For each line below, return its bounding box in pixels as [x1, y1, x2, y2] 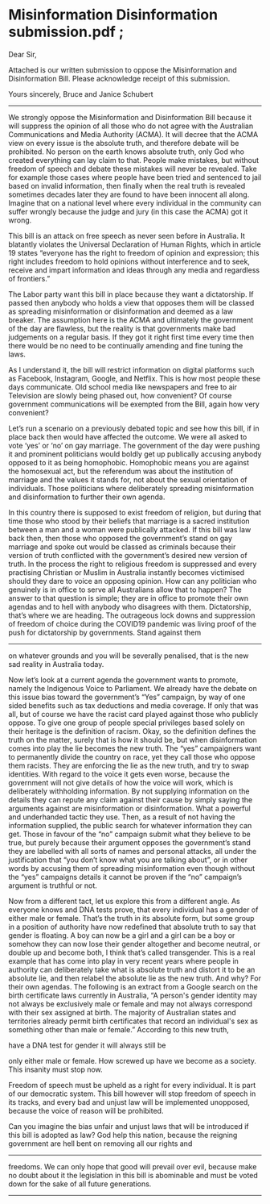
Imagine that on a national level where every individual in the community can [8, 198, 262, 207]
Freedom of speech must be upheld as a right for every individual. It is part [8, 1080, 256, 1089]
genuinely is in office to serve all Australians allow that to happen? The [8, 585, 243, 594]
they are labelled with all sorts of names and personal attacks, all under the [8, 846, 257, 856]
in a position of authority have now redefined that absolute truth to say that [8, 922, 256, 931]
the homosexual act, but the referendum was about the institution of [8, 466, 234, 476]
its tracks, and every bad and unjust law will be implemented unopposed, [8, 1097, 251, 1106]
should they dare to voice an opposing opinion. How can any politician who [8, 576, 257, 585]
